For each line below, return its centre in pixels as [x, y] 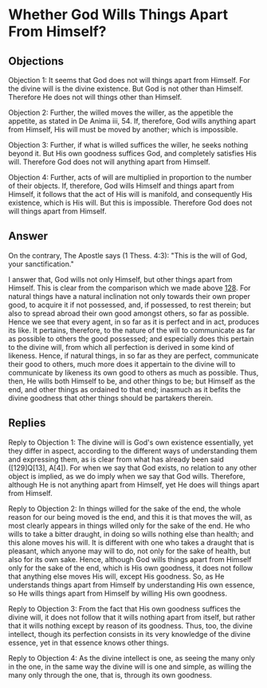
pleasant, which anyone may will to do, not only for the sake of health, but [130, 551]
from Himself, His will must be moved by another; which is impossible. [123, 130]
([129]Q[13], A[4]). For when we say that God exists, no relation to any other [133, 467]
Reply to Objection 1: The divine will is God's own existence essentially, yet [131, 442]
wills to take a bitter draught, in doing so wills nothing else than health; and [131, 534]
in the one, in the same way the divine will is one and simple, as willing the [130, 666]
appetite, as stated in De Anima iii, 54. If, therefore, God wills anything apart [132, 121]
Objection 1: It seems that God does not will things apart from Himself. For [130, 80]
